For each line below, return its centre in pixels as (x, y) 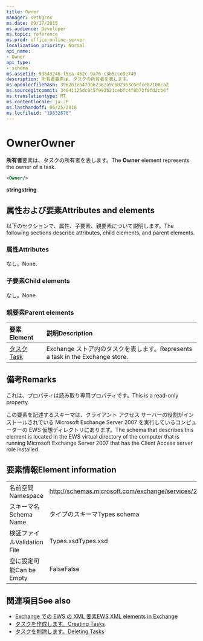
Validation (29, 542)
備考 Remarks (31, 380)
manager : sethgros (29, 18)
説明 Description (69, 333)
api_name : (19, 51)
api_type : (19, 62)
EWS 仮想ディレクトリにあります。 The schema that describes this (111, 430)
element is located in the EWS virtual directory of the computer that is (93, 436)
